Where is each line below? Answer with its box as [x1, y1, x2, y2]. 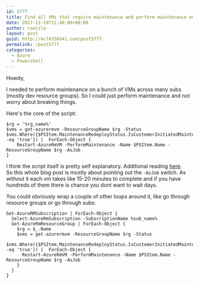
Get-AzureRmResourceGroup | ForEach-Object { [11, 221, 126, 227]
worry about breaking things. [6, 98, 77, 105]
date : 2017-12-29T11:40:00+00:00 [6, 19, 89, 25]
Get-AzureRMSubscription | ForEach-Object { [6, 210, 118, 216]
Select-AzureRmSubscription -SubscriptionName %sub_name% [11, 216, 158, 221]
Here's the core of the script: [6, 110, 77, 117]
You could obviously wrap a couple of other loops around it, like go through [6, 192, 190, 200]
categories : [6, 47, 36, 53]
